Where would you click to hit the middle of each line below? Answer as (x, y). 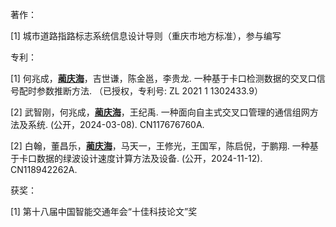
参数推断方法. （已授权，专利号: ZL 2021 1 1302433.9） (149, 91)
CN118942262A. (44, 169)
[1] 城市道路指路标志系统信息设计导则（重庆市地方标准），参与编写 (146, 36)
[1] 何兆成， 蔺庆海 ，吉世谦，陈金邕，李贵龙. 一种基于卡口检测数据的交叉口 (163, 78)
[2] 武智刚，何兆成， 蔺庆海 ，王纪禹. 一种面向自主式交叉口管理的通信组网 (160, 112)
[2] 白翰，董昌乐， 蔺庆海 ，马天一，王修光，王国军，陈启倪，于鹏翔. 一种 (160, 146)
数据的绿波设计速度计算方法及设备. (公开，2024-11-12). (149, 158)
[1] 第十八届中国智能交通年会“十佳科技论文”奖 (104, 211)
